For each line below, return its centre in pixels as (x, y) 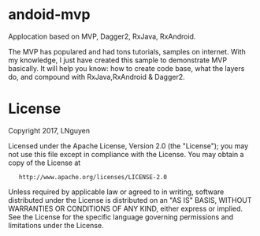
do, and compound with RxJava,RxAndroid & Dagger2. (97, 77)
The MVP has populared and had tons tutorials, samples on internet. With (127, 51)
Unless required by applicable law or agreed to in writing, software (116, 192)
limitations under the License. (56, 225)
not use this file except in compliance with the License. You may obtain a (126, 154)
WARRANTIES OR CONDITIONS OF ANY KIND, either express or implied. (125, 208)
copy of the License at (45, 163)
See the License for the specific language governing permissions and (121, 217)
